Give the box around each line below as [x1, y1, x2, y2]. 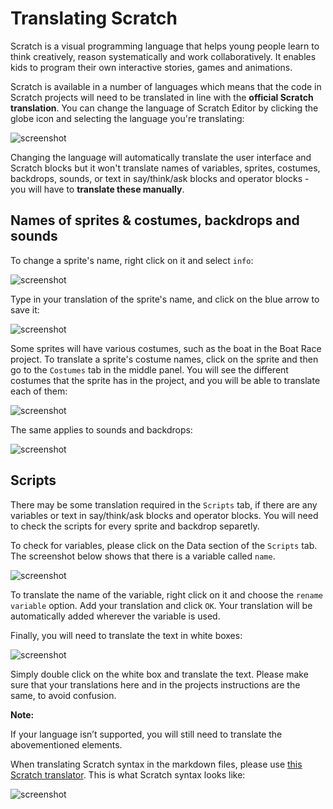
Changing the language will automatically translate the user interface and [10, 151, 312, 163]
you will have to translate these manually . [10, 183, 185, 195]
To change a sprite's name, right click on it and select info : [10, 254, 254, 266]
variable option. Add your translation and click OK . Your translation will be [10, 599, 313, 611]
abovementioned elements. [10, 738, 123, 751]
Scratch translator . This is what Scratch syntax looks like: [10, 768, 246, 781]
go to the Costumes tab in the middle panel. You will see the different [10, 363, 289, 376]
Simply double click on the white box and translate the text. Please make [10, 668, 309, 680]
